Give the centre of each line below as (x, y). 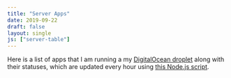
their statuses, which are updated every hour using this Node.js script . (108, 67)
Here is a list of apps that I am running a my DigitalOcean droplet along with (116, 59)
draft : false (26, 26)
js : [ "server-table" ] (39, 40)
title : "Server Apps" (39, 14)
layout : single (29, 33)
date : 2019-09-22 (32, 20)
